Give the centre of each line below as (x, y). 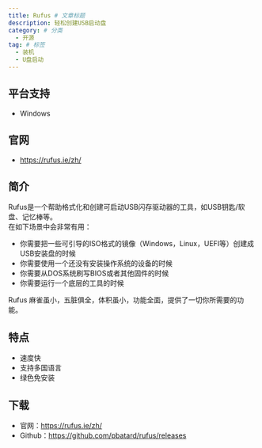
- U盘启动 (30, 60)
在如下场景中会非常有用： (50, 227)
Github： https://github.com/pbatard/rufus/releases (103, 435)
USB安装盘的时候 (48, 253)
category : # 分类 (36, 30)
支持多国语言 (40, 368)
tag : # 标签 (27, 45)
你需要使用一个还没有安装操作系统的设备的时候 (96, 264)
